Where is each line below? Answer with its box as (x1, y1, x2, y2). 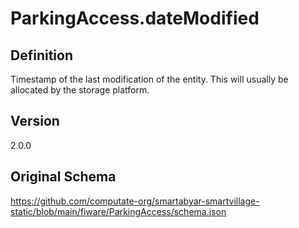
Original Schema (10, 168, 117, 186)
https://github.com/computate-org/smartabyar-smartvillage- (10, 195, 260, 207)
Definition (10, 47, 73, 64)
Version (10, 113, 60, 130)
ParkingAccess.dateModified (10, 7, 260, 30)
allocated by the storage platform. (10, 84, 150, 96)
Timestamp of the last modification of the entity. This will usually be (10, 73, 289, 85)
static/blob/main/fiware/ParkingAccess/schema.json (10, 205, 227, 217)
